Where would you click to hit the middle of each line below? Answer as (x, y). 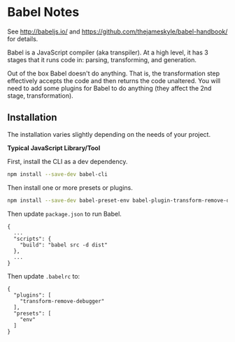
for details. (23, 38)
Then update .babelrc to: (44, 276)
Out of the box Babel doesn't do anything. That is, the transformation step (114, 73)
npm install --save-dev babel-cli (58, 174)
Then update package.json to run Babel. (65, 214)
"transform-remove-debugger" (62, 301)
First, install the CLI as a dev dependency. (67, 161)
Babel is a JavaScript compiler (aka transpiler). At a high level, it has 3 (108, 52)
